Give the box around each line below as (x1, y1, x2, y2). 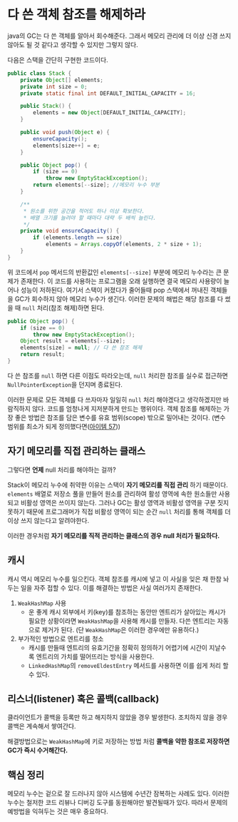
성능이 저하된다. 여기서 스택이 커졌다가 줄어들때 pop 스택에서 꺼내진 (20, 285, 209, 294)
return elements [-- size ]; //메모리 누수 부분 (33, 181, 160, 189)
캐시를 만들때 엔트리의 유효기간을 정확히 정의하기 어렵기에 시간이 (28, 643, 208, 651)
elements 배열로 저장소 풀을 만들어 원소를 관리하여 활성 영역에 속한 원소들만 (7, 489, 217, 498)
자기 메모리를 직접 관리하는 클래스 (7, 445, 146, 457)
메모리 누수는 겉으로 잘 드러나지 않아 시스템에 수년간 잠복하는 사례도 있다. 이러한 (7, 789, 230, 798)
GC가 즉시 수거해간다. (7, 746, 68, 755)
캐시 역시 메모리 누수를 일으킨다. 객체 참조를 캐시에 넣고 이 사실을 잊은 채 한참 (7, 574, 222, 583)
